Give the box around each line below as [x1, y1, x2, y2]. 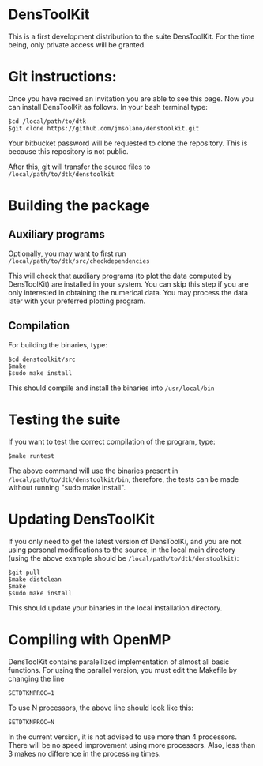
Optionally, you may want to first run [8, 249, 126, 258]
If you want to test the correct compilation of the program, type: [8, 437, 216, 446]
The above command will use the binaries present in [8, 466, 178, 475]
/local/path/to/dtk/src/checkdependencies [8, 257, 150, 265]
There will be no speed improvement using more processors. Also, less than [8, 740, 256, 749]
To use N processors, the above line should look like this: [8, 703, 193, 712]
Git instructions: [8, 68, 117, 86]
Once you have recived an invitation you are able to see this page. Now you [8, 93, 254, 103]
